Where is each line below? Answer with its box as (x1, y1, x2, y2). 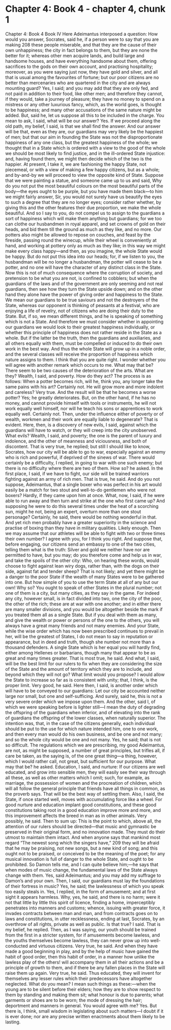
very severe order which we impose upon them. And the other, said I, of (5, 698, 156, 705)
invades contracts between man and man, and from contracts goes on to (5, 910, 158, 916)
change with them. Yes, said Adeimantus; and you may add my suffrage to (5, 872, 161, 878)
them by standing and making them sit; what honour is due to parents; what (5, 992, 164, 998)
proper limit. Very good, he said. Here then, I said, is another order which (5, 682, 158, 688)
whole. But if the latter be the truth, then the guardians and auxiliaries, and (5, 335, 161, 341)
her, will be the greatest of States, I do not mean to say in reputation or (5, 633, 153, 639)
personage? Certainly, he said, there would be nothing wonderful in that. (5, 514, 157, 520)
